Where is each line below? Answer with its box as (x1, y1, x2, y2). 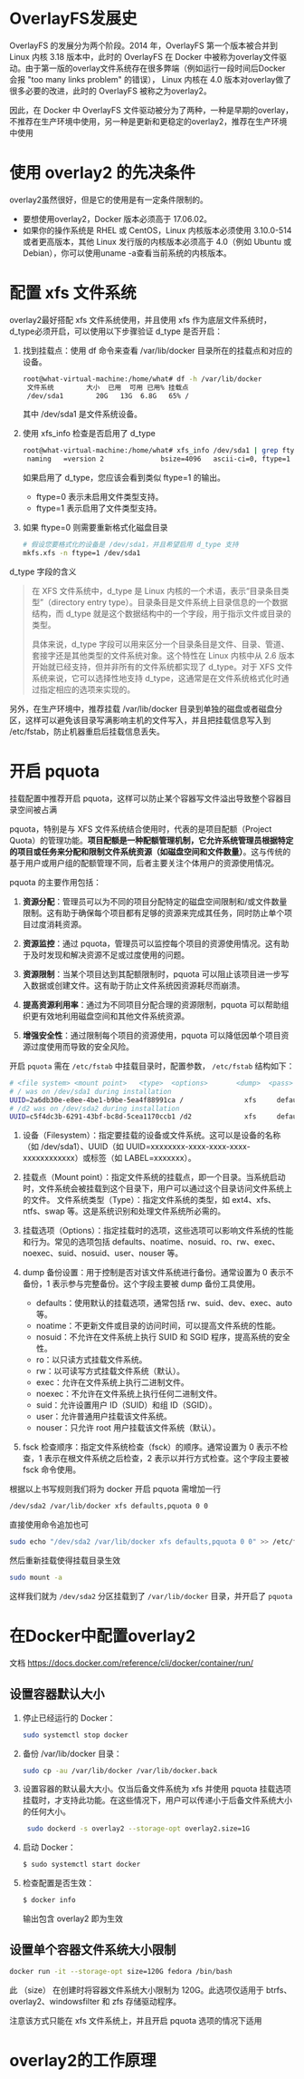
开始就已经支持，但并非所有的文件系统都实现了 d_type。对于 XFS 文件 (31, 661, 293, 672)
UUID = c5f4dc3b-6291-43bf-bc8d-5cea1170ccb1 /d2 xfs (9, 1112, 257, 1121)
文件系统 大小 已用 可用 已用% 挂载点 (26, 383, 189, 392)
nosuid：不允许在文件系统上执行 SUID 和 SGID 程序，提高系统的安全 (35, 1332, 291, 1342)
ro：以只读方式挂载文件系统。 (35, 1354, 147, 1365)
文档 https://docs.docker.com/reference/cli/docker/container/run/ (9, 1657, 254, 1668)
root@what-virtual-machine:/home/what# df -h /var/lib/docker (22, 374, 262, 384)
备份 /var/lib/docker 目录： (22, 1748, 122, 1759)
